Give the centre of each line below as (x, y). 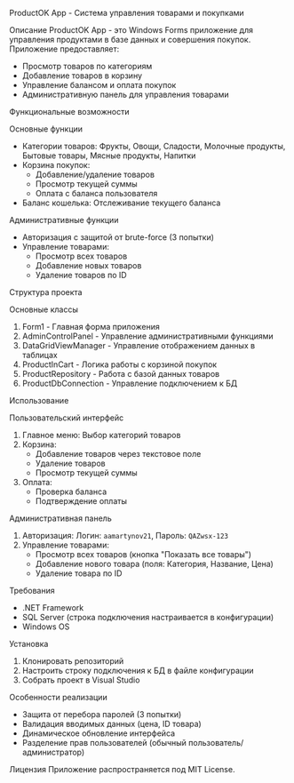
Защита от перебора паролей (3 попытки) (102, 714)
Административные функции (64, 220)
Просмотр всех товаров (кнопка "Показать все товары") (143, 554)
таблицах (40, 355)
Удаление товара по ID (79, 573)
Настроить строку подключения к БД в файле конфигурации (138, 671)
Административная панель (61, 518)
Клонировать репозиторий (73, 661)
